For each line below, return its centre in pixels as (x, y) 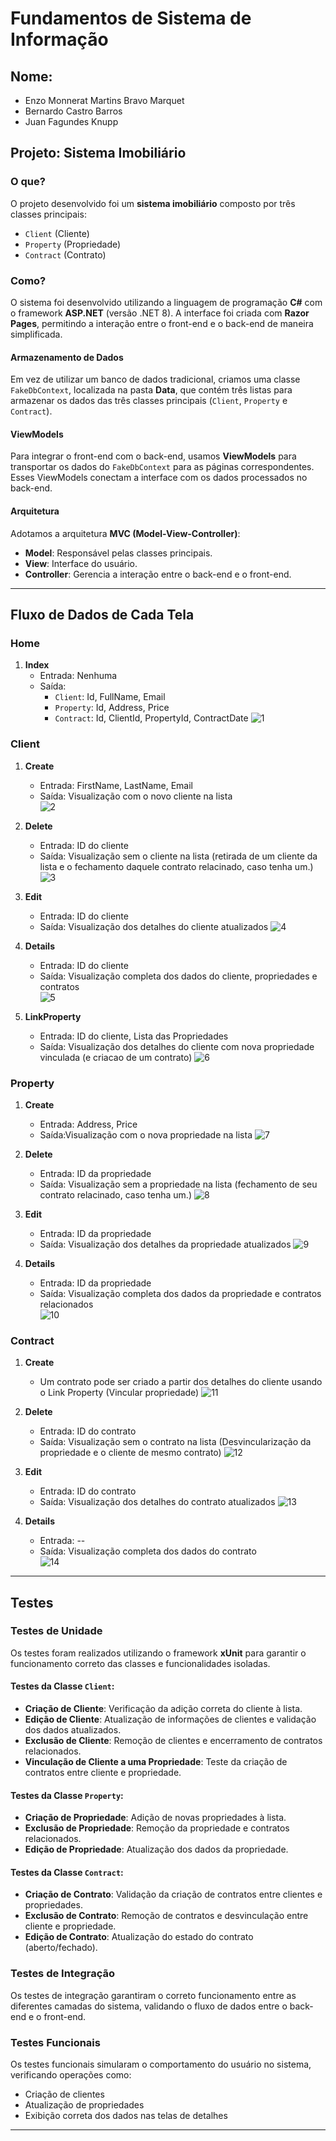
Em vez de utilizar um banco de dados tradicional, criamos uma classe (155, 379)
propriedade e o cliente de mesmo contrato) (130, 1453)
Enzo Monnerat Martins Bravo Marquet (104, 100)
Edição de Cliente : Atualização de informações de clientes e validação (170, 1719)
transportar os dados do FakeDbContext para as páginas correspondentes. (162, 467)
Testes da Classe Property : (67, 1795)
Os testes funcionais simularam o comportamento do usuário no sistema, (161, 2064)
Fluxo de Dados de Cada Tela (102, 614)
